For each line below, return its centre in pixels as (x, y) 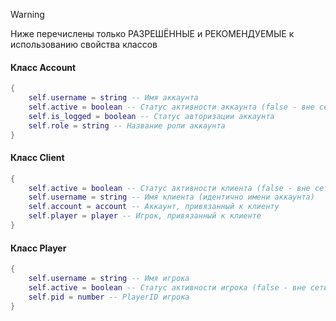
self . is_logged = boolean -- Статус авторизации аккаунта (151, 116)
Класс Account (43, 67)
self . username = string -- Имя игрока (109, 278)
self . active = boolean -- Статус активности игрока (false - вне (167, 287)
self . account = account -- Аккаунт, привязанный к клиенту (154, 207)
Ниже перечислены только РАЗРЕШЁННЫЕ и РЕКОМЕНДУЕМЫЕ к (152, 33)
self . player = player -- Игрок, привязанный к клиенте (145, 216)
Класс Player (38, 248)
